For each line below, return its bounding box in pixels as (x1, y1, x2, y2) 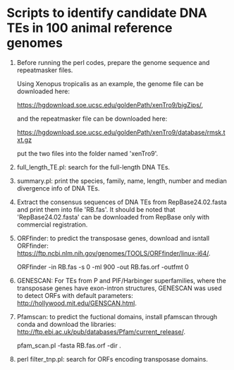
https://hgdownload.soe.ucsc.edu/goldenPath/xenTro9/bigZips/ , (16, 100, 204, 109)
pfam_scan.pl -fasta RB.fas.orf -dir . (16, 341, 121, 350)
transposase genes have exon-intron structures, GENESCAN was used (16, 284, 223, 292)
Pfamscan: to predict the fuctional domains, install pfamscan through (16, 312, 218, 321)
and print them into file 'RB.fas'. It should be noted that (16, 205, 175, 213)
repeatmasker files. (16, 66, 73, 74)
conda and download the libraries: (16, 320, 117, 328)
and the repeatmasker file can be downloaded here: (16, 114, 168, 123)
